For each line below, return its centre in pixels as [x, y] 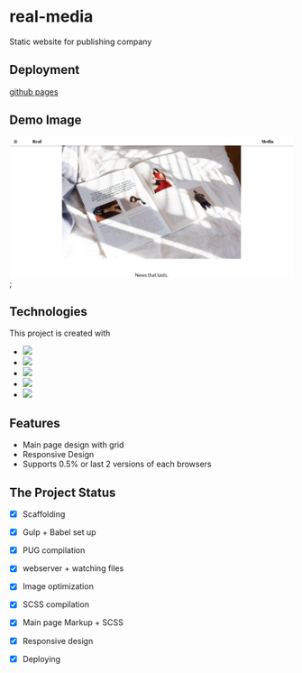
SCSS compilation [56, 604]
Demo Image [46, 120]
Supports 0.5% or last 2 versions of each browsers [117, 464]
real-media [51, 17]
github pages [34, 91]
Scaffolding [44, 514]
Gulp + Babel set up [59, 532]
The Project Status [63, 492]
